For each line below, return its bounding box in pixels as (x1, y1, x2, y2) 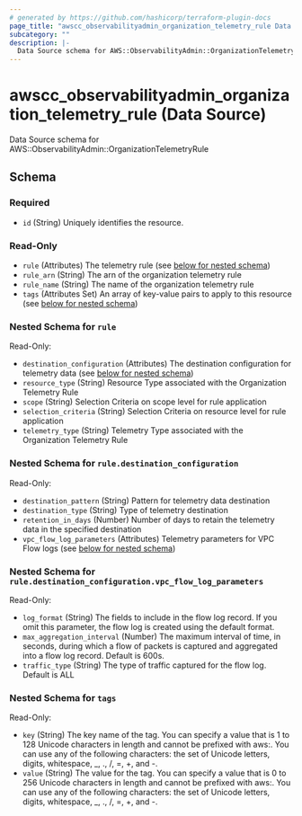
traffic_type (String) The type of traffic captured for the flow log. (22, 660, 267, 670)
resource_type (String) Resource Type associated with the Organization (22, 377, 288, 388)
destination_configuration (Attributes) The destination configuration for (22, 359, 292, 369)
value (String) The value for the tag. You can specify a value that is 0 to (22, 767, 287, 778)
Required (9, 197, 50, 209)
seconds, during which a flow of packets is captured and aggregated (22, 640, 279, 652)
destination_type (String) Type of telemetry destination (22, 504, 229, 515)
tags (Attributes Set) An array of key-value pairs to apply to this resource (22, 288, 292, 299)
